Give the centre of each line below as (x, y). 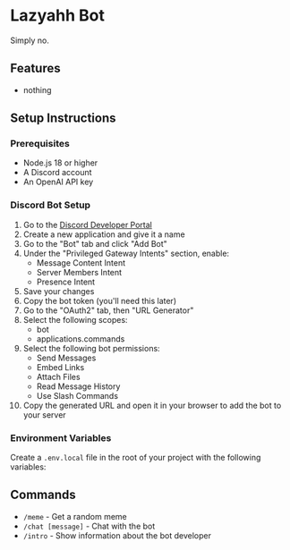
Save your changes (59, 291)
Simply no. (30, 40)
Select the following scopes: (75, 319)
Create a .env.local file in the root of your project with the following (136, 458)
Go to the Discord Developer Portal (88, 224)
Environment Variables (61, 437)
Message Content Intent (81, 262)
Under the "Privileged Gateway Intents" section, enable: (126, 253)
